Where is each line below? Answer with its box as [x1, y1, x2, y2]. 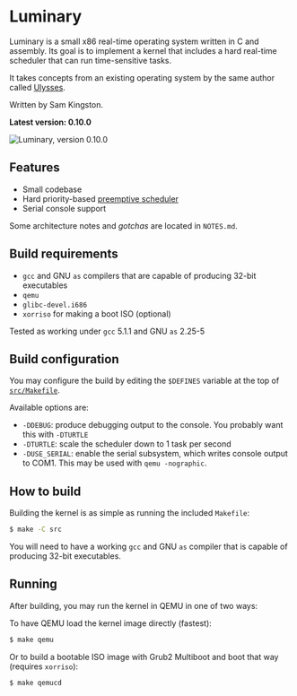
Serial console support [22, 203, 107, 213]
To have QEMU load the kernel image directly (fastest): [9, 617, 213, 629]
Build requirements [9, 247, 118, 262]
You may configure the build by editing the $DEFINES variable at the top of [9, 375, 280, 387]
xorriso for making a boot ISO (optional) [22, 308, 172, 319]
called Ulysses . [9, 82, 66, 92]
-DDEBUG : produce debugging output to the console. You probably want [22, 420, 284, 431]
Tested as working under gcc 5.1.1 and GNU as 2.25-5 [9, 326, 205, 336]
